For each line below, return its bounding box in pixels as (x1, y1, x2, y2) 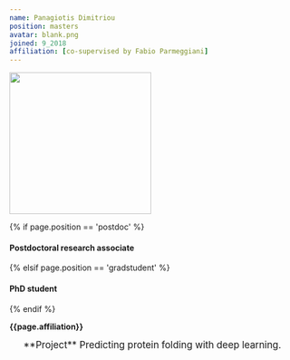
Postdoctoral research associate (9, 242, 135, 253)
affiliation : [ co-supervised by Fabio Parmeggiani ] (9, 47, 208, 56)
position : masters (9, 22, 79, 31)
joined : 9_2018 (9, 38, 67, 48)
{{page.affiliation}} (9, 321, 83, 332)
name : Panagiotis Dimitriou (9, 13, 116, 23)
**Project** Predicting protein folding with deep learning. (23, 338, 282, 351)
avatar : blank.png (9, 30, 79, 39)
